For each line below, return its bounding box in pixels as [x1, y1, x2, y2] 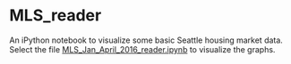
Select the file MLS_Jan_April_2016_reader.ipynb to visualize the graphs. [9, 44, 276, 54]
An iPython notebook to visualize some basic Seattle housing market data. [9, 35, 284, 45]
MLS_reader [9, 5, 102, 26]
